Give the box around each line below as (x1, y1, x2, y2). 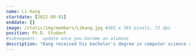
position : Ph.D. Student (6, 30, 66, 36)
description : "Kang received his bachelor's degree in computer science (6, 41, 187, 47)
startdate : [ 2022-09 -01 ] (6, 14, 66, 20)
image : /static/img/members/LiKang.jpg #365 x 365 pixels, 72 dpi (6, 24, 171, 31)
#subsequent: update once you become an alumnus (6, 36, 129, 41)
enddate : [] (6, 19, 35, 25)
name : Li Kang (6, 8, 41, 15)
